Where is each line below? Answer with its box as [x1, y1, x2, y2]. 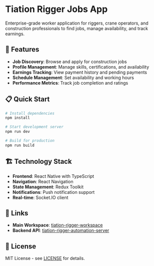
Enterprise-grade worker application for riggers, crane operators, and [5, 20, 148, 26]
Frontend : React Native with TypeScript [12, 173, 94, 179]
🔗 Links [5, 209, 28, 217]
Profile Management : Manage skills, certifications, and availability [12, 64, 149, 70]
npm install [5, 115, 30, 121]
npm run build [5, 143, 35, 148]
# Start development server [5, 124, 64, 130]
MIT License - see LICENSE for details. [5, 255, 85, 261]
